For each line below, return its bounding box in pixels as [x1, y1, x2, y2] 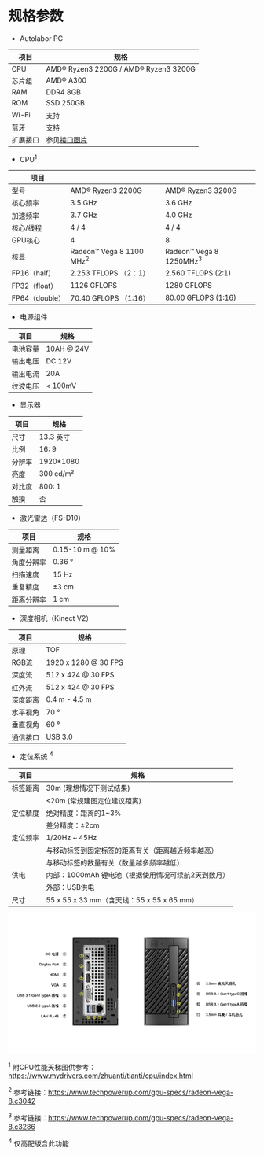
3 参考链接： [8, 1111, 49, 1122]
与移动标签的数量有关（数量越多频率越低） [46, 858, 184, 867]
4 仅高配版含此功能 [8, 1137, 69, 1148]
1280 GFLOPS [164, 281, 212, 290]
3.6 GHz [164, 197, 192, 207]
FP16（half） [11, 268, 56, 278]
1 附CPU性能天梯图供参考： [8, 1061, 97, 1072]
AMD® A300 [46, 76, 87, 85]
